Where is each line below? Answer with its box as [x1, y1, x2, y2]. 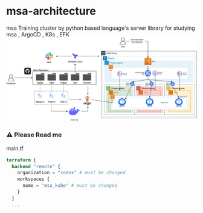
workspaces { [17, 176, 50, 183]
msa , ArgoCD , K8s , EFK [6, 30, 69, 38]
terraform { [6, 157, 36, 163]
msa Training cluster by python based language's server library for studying [6, 24, 195, 32]
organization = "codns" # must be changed [17, 170, 126, 176]
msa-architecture [6, 4, 97, 18]
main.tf [6, 144, 24, 152]
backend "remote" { [11, 163, 61, 169]
